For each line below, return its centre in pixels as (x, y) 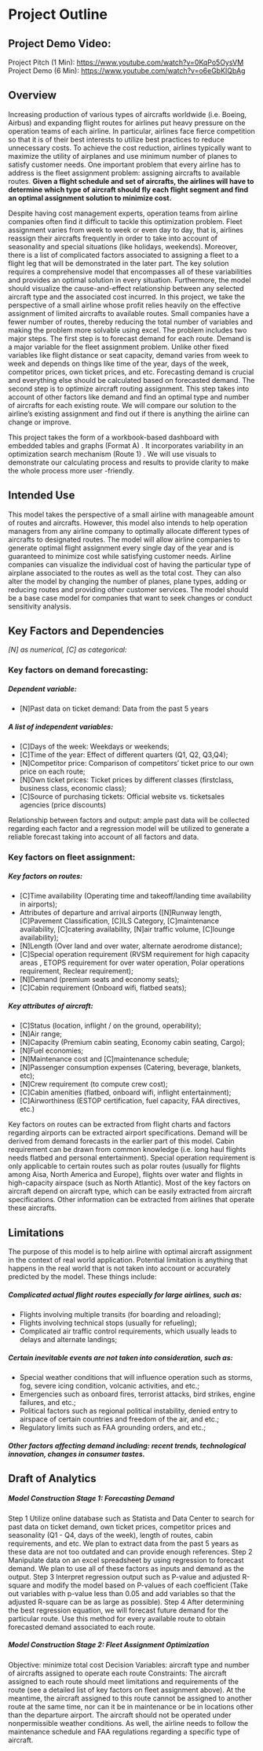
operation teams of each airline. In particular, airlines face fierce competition (131, 131)
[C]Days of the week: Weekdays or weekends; (95, 747)
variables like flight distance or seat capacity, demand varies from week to (128, 355)
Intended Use (42, 496)
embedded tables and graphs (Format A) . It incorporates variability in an (126, 445)
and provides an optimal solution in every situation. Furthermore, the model (130, 280)
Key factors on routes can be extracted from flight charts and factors (120, 1124)
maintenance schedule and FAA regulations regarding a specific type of (124, 1731)
